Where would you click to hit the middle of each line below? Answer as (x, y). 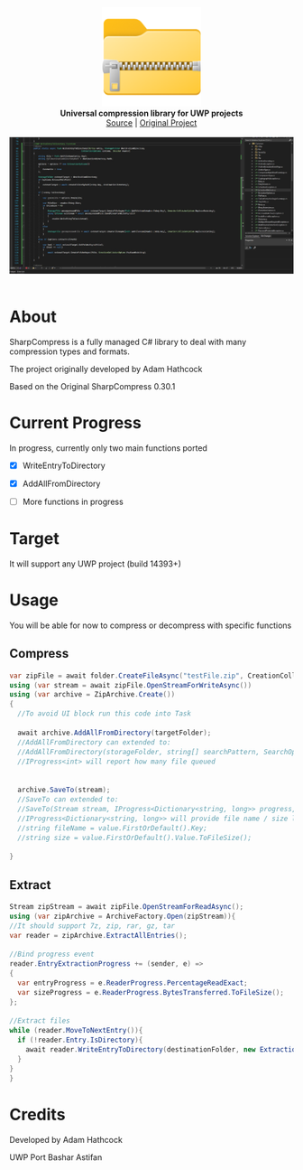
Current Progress (75, 423)
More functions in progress (73, 501)
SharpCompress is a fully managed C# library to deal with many (128, 342)
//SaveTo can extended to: (68, 800)
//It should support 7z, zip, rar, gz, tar (92, 926)
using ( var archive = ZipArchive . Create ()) (92, 695)
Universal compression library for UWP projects (151, 113)
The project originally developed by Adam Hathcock (106, 369)
